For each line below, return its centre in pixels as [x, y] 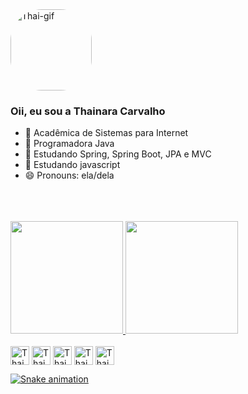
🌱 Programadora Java [69, 144]
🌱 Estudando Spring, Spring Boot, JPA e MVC [118, 154]
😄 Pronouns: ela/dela [69, 175]
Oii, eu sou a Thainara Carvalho [88, 111]
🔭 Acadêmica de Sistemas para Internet [106, 133]
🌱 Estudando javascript [72, 165]
